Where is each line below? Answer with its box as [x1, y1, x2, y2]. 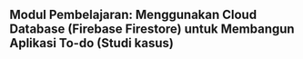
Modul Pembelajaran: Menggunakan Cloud [9, 7, 258, 23]
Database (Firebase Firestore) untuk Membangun [9, 22, 295, 37]
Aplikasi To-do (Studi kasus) [9, 35, 175, 51]
